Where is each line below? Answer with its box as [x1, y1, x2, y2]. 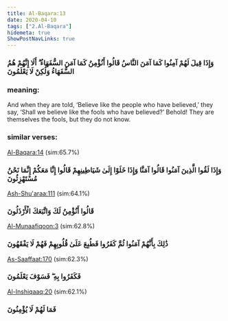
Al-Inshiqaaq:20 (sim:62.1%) [7, 287, 87, 296]
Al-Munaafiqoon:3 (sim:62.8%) [7, 222, 95, 230]
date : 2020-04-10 [7, 16, 57, 23]
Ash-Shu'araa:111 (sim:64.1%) [7, 189, 91, 198]
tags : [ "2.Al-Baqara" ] [7, 23, 72, 29]
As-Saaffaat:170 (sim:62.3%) [7, 254, 89, 263]
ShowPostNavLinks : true [7, 36, 76, 43]
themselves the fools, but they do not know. [7, 115, 131, 123]
